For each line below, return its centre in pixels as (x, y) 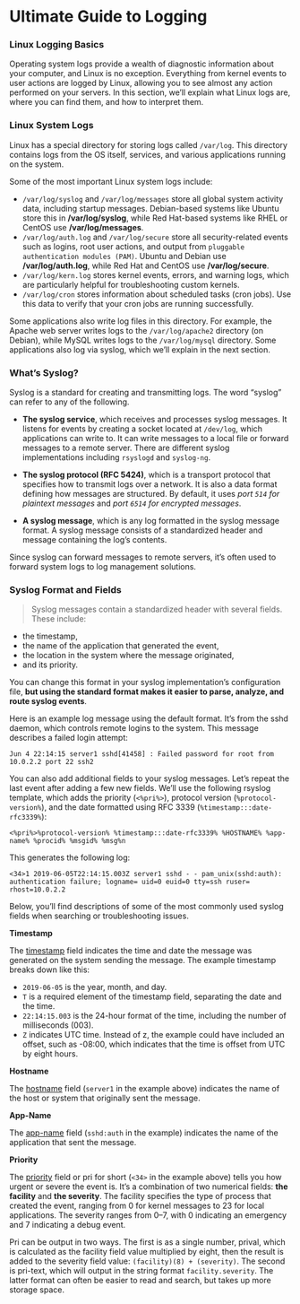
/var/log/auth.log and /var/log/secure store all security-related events (155, 237)
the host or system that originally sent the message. (105, 1098)
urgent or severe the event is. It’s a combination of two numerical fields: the (149, 1187)
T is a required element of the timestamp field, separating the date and (152, 996)
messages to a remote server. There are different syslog (126, 448)
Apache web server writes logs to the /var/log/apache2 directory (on (137, 330)
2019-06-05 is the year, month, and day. (94, 987)
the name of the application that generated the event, (120, 646)
